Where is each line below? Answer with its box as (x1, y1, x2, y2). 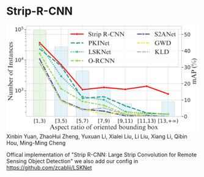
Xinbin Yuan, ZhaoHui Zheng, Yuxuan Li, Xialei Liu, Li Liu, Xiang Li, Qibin (6, 133, 188, 141)
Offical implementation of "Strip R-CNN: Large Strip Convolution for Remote (6, 151, 197, 159)
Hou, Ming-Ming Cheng (6, 139, 66, 147)
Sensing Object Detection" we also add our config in (6, 158, 139, 165)
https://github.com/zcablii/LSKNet (6, 164, 92, 172)
